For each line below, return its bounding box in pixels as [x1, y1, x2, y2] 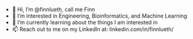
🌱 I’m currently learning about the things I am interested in [12, 19, 158, 26]
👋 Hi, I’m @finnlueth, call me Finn [12, 6, 96, 13]
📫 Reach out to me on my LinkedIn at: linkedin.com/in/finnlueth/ [12, 26, 174, 33]
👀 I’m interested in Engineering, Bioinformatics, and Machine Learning [12, 12, 188, 19]
